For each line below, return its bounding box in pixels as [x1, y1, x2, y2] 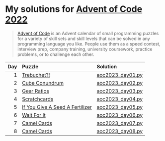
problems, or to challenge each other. [17, 51, 94, 57]
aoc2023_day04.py [96, 95, 143, 102]
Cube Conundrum [22, 79, 64, 86]
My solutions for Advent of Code [5, 3, 143, 15]
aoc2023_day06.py [96, 111, 143, 118]
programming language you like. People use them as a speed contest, [17, 41, 161, 47]
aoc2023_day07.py [96, 120, 143, 127]
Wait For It [22, 111, 46, 118]
